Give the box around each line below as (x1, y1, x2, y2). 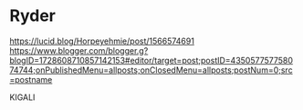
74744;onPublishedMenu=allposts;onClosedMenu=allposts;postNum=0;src (9, 65, 294, 75)
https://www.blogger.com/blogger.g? (9, 45, 149, 55)
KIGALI (9, 92, 36, 103)
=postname (9, 74, 53, 85)
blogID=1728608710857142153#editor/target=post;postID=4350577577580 (9, 55, 294, 65)
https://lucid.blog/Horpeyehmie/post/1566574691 (9, 35, 194, 46)
